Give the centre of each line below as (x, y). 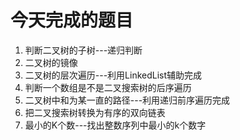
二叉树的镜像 (51, 62)
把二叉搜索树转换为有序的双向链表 (95, 112)
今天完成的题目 (72, 20)
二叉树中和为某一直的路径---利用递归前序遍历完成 (127, 100)
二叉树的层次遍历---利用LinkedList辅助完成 (113, 75)
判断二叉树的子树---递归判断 (83, 50)
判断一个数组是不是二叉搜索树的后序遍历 (108, 87)
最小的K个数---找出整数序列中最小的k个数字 (115, 125)
